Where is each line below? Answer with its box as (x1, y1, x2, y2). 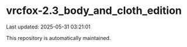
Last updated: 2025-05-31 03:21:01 (6, 23, 91, 30)
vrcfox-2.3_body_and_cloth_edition (6, 4, 182, 17)
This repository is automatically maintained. (6, 34, 111, 41)
